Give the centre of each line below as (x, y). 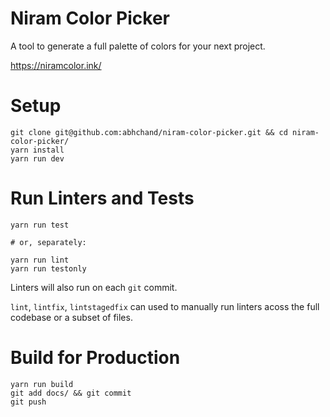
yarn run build (42, 384)
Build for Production (95, 358)
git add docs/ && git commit (71, 393)
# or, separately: (48, 242)
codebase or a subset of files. (71, 317)
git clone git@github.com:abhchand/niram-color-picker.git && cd (149, 132)
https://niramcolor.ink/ (56, 65)
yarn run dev (37, 158)
